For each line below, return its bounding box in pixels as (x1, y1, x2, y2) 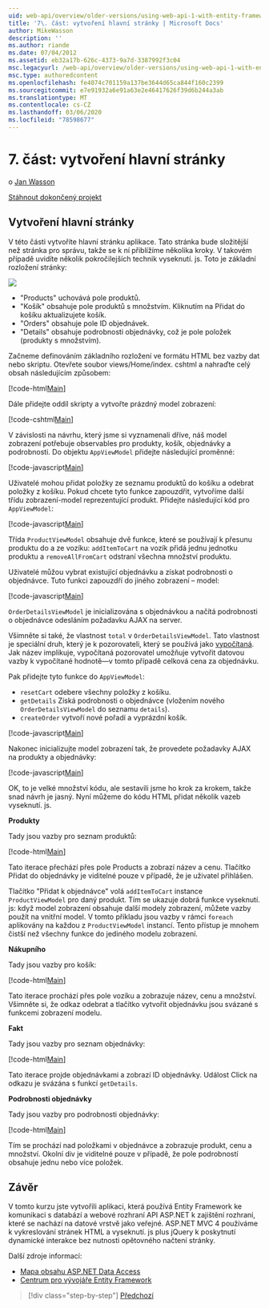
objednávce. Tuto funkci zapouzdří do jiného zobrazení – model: (8, 576, 220, 585)
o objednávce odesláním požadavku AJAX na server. (8, 615, 183, 624)
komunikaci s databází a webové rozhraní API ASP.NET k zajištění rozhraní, (8, 1210, 256, 1220)
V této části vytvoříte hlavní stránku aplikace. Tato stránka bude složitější (8, 237, 249, 247)
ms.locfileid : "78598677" (8, 116, 94, 124)
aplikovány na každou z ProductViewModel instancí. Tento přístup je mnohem (8, 920, 259, 929)
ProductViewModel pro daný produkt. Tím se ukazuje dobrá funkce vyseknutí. (8, 894, 260, 905)
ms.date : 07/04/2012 (8, 49, 78, 57)
